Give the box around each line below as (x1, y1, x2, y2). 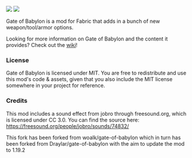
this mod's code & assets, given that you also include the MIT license (6, 76, 173, 83)
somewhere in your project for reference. (6, 82, 105, 89)
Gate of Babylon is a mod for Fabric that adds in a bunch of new (6, 18, 160, 25)
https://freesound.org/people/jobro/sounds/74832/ (6, 122, 129, 129)
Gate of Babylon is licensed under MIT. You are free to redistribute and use (6, 69, 187, 76)
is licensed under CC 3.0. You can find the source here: (6, 116, 139, 123)
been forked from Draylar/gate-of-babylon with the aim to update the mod (6, 140, 185, 147)
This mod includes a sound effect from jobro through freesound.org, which (6, 110, 187, 117)
